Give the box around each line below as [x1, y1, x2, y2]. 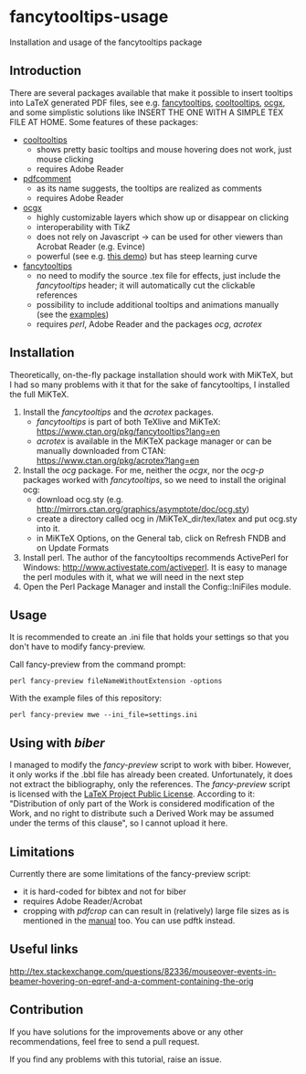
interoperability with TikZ [36, 221, 131, 232]
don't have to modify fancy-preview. [9, 641, 146, 652]
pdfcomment [22, 173, 71, 184]
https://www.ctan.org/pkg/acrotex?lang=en [36, 455, 200, 466]
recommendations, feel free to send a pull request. [9, 1036, 200, 1047]
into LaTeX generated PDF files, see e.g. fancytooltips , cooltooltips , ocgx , [9, 97, 286, 108]
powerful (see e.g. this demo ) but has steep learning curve [36, 250, 258, 261]
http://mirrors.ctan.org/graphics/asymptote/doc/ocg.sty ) [36, 503, 249, 514]
